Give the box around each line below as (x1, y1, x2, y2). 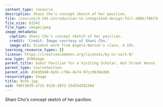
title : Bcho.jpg (5, 79, 38, 83)
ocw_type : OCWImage (5, 56, 45, 61)
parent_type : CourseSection (5, 66, 62, 70)
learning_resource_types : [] (5, 47, 64, 52)
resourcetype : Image (5, 74, 47, 79)
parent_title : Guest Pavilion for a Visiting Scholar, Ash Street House (5, 61, 155, 66)
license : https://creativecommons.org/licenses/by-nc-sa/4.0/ (5, 52, 133, 57)
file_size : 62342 (5, 20, 40, 26)
